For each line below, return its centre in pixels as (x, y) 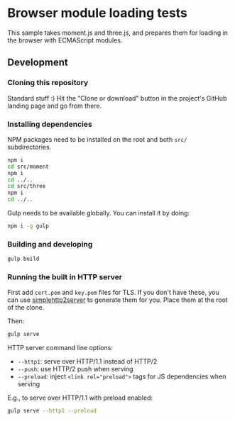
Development (38, 63)
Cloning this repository (48, 83)
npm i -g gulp (28, 226)
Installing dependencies (50, 124)
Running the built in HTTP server (65, 277)
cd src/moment (28, 167)
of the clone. (26, 308)
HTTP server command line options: (60, 348)
